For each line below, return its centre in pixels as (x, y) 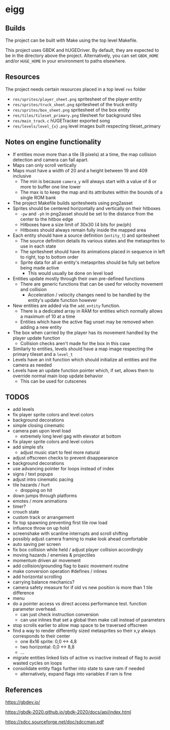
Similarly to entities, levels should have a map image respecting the (83, 349)
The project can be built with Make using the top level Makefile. (72, 40)
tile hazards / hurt (31, 485)
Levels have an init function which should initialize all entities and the (84, 359)
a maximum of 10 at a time (47, 316)
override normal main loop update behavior (58, 376)
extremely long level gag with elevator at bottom (71, 436)
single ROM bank (38, 197)
